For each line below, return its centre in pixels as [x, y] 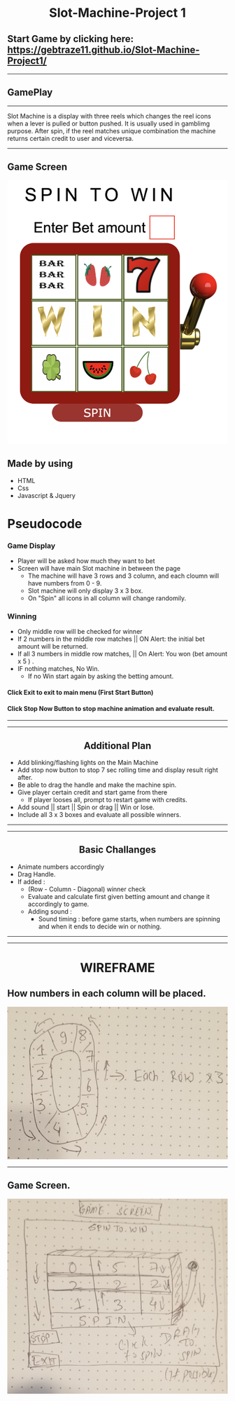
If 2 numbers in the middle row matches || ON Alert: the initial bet [111, 639]
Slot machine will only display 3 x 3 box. [85, 591]
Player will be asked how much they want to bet [86, 561]
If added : [31, 881]
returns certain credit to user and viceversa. [71, 138]
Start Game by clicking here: [71, 39]
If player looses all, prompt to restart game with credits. [107, 800]
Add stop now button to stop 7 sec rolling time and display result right [117, 770]
